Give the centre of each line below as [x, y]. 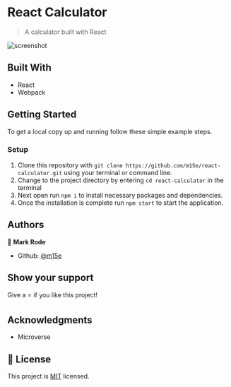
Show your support [51, 278]
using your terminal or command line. [118, 172]
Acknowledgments [50, 320]
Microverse [34, 337]
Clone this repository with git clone [70, 165]
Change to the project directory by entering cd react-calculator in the [120, 180]
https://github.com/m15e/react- [173, 166]
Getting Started [42, 115]
